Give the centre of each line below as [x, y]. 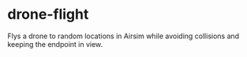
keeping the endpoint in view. [55, 44]
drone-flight [48, 14]
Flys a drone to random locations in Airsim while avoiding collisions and [123, 36]
